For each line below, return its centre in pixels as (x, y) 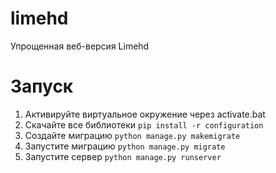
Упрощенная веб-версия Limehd (80, 46)
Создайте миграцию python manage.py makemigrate (132, 135)
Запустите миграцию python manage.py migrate (125, 146)
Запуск (42, 86)
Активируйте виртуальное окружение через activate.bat (145, 114)
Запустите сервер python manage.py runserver (123, 156)
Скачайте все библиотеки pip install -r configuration (144, 124)
